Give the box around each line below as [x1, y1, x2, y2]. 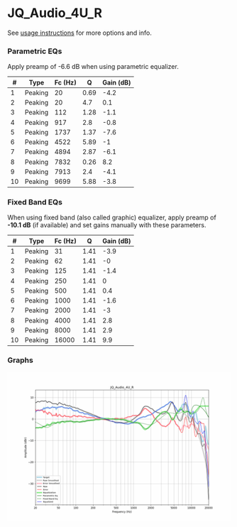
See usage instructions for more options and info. [7, 28, 153, 37]
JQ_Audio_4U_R [7, 5, 103, 21]
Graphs [7, 355, 33, 365]
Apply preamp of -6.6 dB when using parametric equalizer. [7, 63, 179, 71]
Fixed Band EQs [7, 197, 62, 207]
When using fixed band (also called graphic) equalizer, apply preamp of [7, 213, 216, 222]
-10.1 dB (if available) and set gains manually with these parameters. [7, 221, 206, 229]
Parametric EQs [7, 46, 62, 56]
